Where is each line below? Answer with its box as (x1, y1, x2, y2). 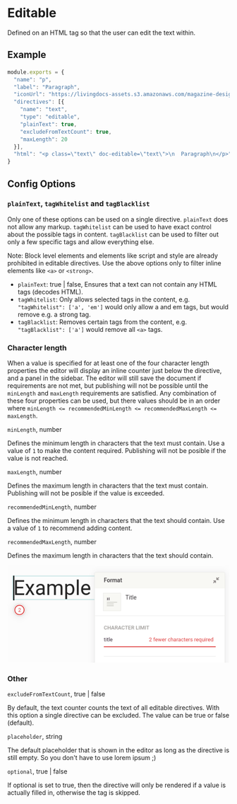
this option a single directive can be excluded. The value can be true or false (7, 711, 230, 719)
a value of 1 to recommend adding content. (7, 524, 133, 532)
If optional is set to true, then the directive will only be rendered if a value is (7, 781, 226, 789)
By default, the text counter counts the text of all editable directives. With (7, 703, 220, 712)
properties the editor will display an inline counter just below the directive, (7, 367, 222, 375)
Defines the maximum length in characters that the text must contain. (7, 481, 208, 490)
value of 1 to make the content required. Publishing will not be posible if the (7, 447, 226, 455)
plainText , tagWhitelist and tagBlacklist (7, 199, 150, 209)
